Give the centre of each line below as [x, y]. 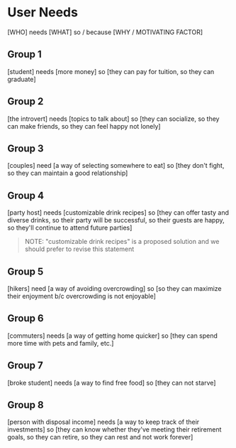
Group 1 [25, 54]
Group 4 [26, 195]
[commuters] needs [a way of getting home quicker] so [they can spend [113, 336]
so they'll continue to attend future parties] [70, 228]
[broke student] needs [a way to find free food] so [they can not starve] [112, 383]
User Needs [43, 12]
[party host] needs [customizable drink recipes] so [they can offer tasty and [118, 213]
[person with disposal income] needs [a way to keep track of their [103, 422]
